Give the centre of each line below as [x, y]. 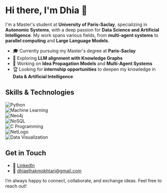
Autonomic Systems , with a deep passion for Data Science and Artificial [82, 29]
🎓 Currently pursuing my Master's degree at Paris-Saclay [74, 51]
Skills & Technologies [40, 93]
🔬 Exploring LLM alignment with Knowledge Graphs [68, 58]
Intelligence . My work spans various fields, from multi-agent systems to [82, 35]
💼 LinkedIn [24, 165]
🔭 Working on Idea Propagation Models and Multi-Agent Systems [82, 63]
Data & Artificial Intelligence [43, 76]
